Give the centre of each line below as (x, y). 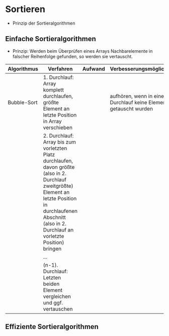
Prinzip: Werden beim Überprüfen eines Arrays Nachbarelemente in (82, 51)
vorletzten (55, 148)
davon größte (59, 167)
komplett (54, 90)
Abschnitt (55, 217)
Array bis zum (60, 142)
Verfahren (60, 69)
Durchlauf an (58, 230)
